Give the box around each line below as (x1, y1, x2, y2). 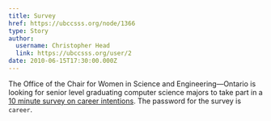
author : (8, 34, 35, 43)
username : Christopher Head (15, 42, 111, 50)
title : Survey (8, 11, 57, 20)
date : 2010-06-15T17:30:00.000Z (8, 57, 117, 65)
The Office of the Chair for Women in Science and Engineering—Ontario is (8, 78, 256, 89)
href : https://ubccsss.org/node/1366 (8, 19, 136, 27)
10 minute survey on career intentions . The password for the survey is (8, 96, 241, 106)
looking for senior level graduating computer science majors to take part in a (8, 87, 263, 97)
